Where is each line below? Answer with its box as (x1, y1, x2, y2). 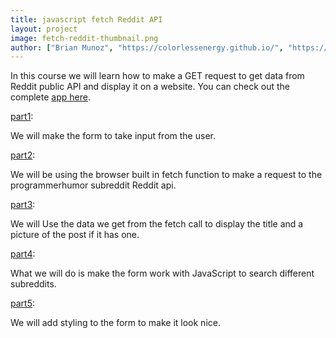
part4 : (10, 248, 36, 260)
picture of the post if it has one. (10, 229, 140, 241)
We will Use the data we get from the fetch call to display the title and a (10, 218, 304, 230)
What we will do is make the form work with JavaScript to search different (10, 267, 315, 280)
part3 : (10, 199, 36, 211)
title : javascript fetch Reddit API (10, 14, 163, 25)
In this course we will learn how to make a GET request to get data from (10, 70, 305, 82)
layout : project (10, 24, 78, 34)
